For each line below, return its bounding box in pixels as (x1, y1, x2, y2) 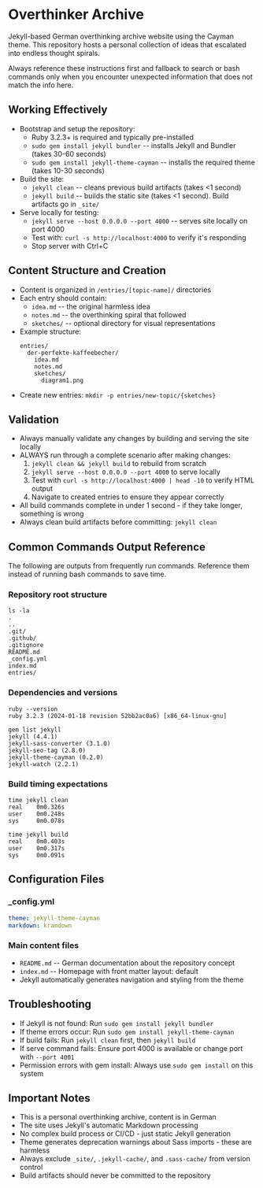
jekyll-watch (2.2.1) (8, 760, 80, 768)
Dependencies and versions (8, 687, 118, 698)
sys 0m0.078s (8, 817, 65, 825)
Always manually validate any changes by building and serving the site (19, 434, 250, 443)
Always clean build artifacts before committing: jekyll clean (19, 517, 217, 527)
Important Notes (8, 1092, 91, 1105)
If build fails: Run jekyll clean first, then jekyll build (19, 1035, 196, 1045)
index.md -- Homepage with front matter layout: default (19, 966, 198, 975)
